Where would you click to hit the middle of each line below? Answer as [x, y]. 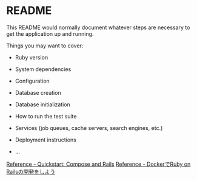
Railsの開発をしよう [31, 171]
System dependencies [43, 69]
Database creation [38, 92]
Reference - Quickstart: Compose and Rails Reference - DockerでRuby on [98, 164]
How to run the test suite [46, 116]
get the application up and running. [50, 33]
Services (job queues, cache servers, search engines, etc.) [89, 128]
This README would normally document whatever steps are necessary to [98, 27]
